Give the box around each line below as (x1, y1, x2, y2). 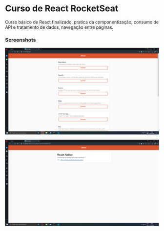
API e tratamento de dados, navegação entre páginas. (5, 24, 114, 30)
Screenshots (5, 36, 36, 43)
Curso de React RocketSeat (5, 3, 119, 14)
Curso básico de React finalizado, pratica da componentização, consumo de (5, 19, 159, 25)
